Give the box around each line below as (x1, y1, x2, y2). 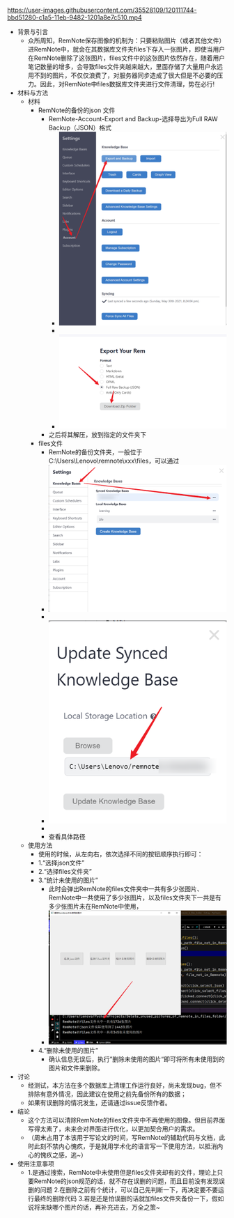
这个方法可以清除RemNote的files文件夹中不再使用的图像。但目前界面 (27, 1116, 225, 1125)
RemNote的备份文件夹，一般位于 (48, 448, 143, 456)
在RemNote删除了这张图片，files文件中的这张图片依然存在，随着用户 (27, 54, 225, 62)
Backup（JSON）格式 (48, 123, 111, 132)
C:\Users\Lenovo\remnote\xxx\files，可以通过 (48, 456, 180, 465)
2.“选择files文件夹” (38, 868, 92, 876)
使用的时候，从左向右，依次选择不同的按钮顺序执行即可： (38, 850, 203, 858)
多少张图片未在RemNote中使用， (48, 902, 143, 911)
